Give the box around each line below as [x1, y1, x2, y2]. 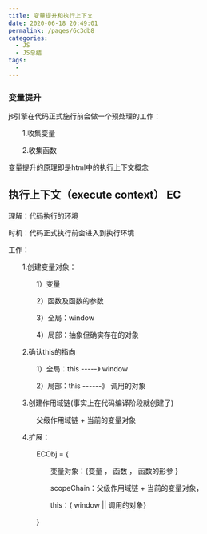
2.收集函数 [22, 146, 58, 155]
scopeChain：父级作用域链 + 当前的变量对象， [50, 483, 204, 492]
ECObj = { [35, 449, 70, 459]
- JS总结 [15, 49, 42, 57]
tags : [8, 57, 26, 65]
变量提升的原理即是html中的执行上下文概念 [8, 163, 149, 172]
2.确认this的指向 [22, 347, 76, 356]
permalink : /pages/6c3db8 [8, 26, 94, 34]
